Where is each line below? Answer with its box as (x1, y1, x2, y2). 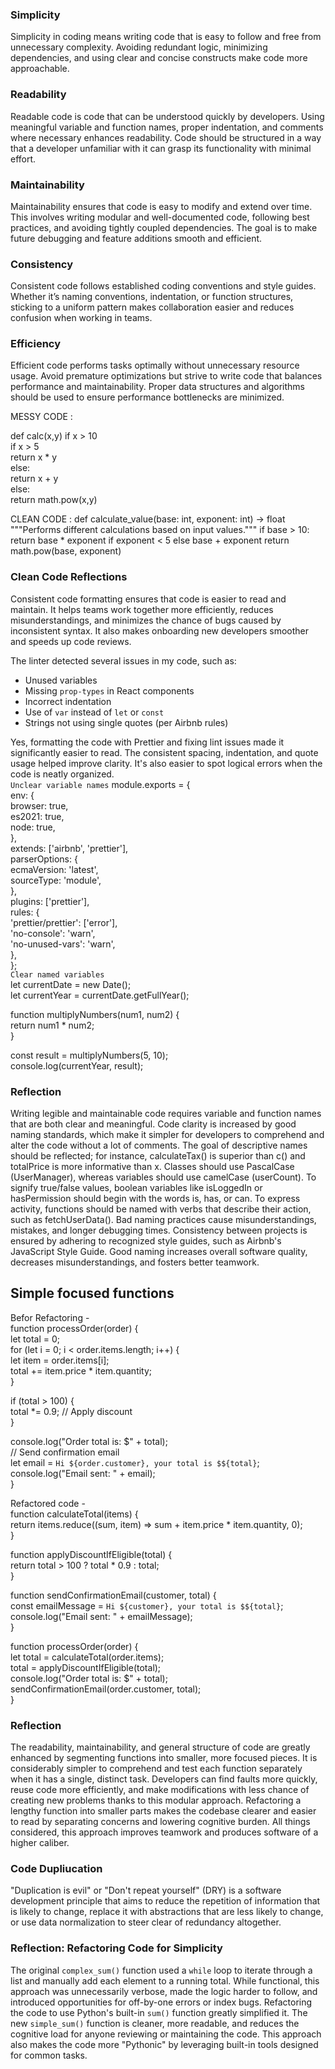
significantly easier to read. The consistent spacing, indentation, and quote (10, 746, 319, 758)
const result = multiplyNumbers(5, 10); (10, 1049, 169, 1061)
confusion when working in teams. (10, 312, 153, 324)
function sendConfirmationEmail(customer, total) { (10, 1589, 217, 1601)
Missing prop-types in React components (24, 684, 195, 697)
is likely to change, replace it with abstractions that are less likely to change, (10, 1906, 324, 1918)
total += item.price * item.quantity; (10, 1364, 153, 1377)
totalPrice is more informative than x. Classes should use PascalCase (10, 1161, 295, 1173)
